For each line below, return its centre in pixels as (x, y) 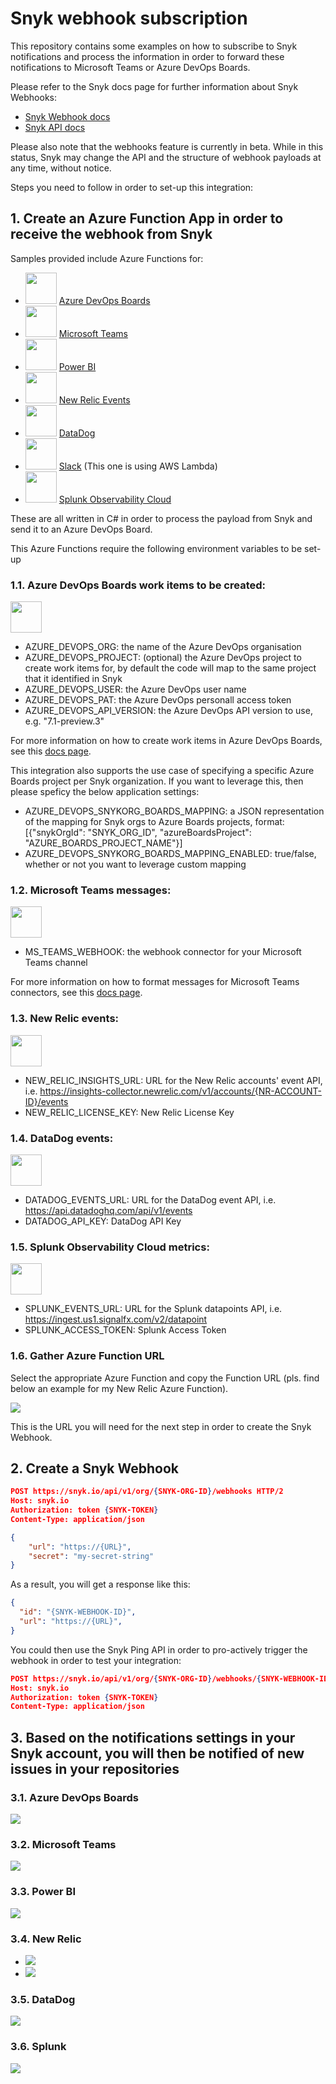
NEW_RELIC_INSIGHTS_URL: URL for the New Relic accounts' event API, (173, 1080)
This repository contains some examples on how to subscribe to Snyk (154, 46)
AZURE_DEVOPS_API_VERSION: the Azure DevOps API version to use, (168, 711)
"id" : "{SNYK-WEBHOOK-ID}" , (78, 1612)
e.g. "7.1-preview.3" (64, 721)
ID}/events (46, 1101)
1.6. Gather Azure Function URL (87, 1356)
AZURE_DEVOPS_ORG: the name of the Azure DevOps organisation (163, 647)
